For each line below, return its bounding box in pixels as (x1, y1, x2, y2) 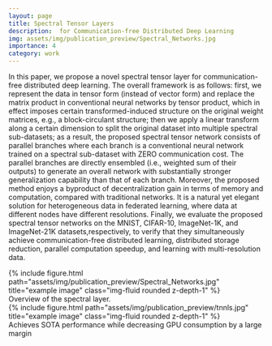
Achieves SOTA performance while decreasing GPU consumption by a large (8, 320, 262, 329)
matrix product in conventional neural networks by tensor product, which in (8, 98, 261, 107)
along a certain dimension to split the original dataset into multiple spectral (8, 123, 258, 133)
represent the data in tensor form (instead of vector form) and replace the (8, 89, 255, 98)
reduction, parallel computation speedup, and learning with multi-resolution (8, 244, 261, 254)
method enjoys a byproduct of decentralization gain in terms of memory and (8, 184, 264, 193)
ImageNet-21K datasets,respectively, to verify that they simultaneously (8, 227, 245, 236)
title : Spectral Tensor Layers (8, 19, 114, 28)
